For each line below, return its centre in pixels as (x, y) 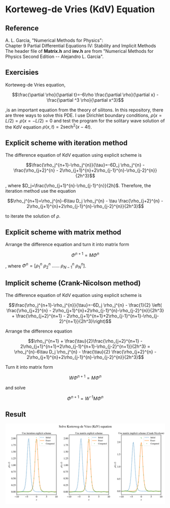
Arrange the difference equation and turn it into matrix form (67, 245)
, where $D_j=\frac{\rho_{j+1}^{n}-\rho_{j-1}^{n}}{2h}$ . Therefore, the (78, 186)
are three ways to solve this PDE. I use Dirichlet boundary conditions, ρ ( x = (84, 115)
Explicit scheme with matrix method (63, 232)
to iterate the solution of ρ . (33, 216)
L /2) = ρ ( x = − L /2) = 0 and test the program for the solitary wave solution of (85, 121)
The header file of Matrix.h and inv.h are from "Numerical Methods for (79, 51)
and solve (15, 387)
